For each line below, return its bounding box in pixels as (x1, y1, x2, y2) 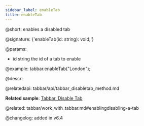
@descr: (5, 75, 23, 81)
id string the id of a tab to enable (12, 55, 81, 61)
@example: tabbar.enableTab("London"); (5, 66, 91, 72)
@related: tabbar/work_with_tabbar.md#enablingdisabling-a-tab (5, 105, 139, 111)
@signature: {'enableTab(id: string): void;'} (5, 36, 94, 42)
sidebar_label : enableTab (5, 7, 60, 13)
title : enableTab (5, 12, 42, 17)
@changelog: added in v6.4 (5, 115, 63, 121)
